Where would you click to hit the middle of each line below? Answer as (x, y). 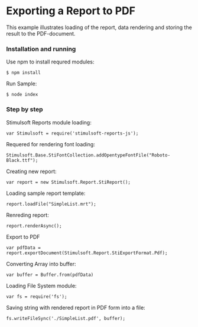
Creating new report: (32, 171)
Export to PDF (23, 237)
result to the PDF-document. (41, 33)
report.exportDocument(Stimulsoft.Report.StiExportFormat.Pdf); (87, 253)
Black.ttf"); (22, 160)
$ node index (22, 95)
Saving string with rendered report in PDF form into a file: (76, 307)
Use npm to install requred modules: (50, 62)
